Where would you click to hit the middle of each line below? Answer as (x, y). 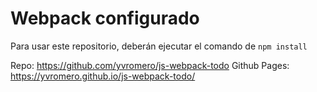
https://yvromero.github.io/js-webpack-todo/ (103, 76)
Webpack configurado (105, 18)
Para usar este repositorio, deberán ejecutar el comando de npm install (159, 46)
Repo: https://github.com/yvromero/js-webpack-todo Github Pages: (150, 65)
